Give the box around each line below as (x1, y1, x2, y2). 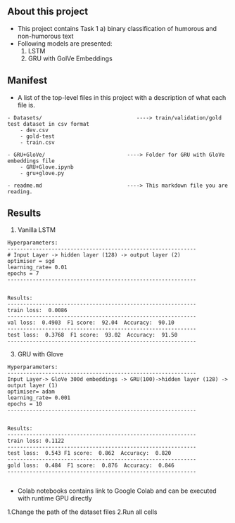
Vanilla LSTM (17, 226, 56, 234)
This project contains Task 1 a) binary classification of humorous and (17, 24, 217, 32)
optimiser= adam (7, 388, 55, 396)
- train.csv (20, 138, 55, 146)
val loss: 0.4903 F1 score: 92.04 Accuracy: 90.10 (7, 319, 174, 326)
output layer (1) (7, 382, 58, 389)
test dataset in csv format (7, 120, 90, 127)
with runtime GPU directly (17, 494, 93, 503)
